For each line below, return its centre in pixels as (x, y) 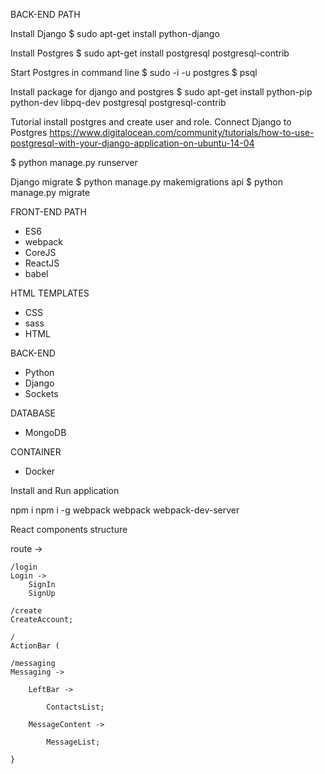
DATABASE (33, 413)
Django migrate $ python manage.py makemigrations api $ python (146, 182)
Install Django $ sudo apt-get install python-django (115, 33)
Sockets (41, 393)
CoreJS (40, 252)
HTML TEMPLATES (50, 293)
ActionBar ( (35, 646)
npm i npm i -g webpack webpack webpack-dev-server (125, 510)
